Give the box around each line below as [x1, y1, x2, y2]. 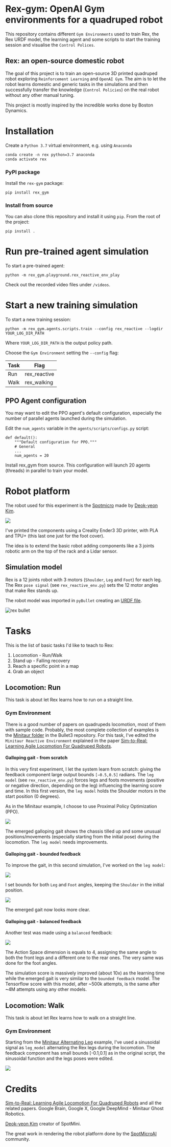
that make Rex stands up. [5, 587, 59, 593]
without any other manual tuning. [5, 92, 75, 98]
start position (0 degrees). [5, 793, 60, 799]
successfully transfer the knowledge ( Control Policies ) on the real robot [5, 87, 159, 93]
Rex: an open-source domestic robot [5, 57, 125, 66]
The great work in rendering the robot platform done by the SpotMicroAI [5, 1131, 157, 1137]
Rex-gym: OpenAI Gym [5, 3, 105, 15]
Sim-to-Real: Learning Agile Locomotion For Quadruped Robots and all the [5, 1100, 162, 1106]
